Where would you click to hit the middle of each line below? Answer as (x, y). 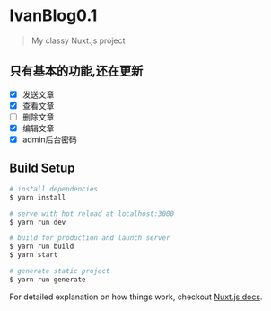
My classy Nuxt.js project (78, 40)
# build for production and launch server (90, 238)
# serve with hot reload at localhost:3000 (92, 213)
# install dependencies (54, 189)
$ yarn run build (42, 247)
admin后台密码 (50, 139)
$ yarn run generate (48, 280)
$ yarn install (38, 197)
